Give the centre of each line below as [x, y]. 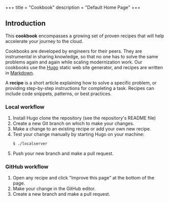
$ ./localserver [30, 144]
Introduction [26, 23]
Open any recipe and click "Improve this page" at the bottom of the [83, 178]
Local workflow [25, 107]
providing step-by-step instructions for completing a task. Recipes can [80, 88]
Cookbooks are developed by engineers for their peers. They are [74, 51]
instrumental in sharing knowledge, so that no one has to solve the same [82, 56]
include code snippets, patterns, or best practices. [58, 94]
